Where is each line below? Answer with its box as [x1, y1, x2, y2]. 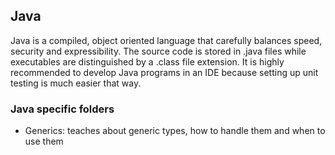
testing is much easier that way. [10, 77, 142, 89]
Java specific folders [10, 102, 115, 116]
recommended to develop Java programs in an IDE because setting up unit [10, 66, 319, 78]
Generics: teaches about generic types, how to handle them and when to [24, 125, 326, 137]
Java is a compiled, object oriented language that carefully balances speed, [10, 34, 323, 46]
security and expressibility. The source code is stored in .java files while [10, 45, 307, 57]
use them [24, 135, 64, 148]
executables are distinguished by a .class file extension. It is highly [10, 55, 285, 68]
